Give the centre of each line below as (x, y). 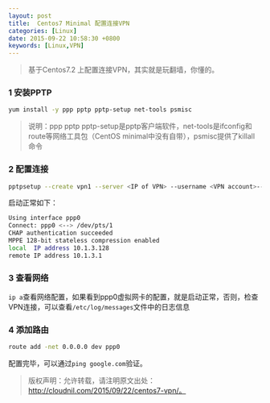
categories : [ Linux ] (43, 31)
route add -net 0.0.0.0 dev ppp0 (64, 347)
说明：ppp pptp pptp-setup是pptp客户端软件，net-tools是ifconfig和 (140, 127)
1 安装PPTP (30, 93)
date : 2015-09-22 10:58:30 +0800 (64, 38)
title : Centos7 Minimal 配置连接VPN (69, 23)
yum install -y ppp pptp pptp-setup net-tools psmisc (100, 110)
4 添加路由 (29, 330)
